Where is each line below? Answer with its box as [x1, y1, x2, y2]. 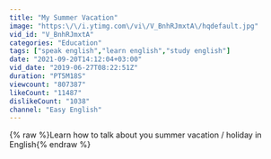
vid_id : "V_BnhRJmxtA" [9, 30, 94, 39]
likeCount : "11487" [9, 88, 83, 97]
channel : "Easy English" [9, 105, 102, 114]
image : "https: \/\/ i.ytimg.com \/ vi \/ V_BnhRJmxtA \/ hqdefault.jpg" [9, 22, 258, 31]
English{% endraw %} [9, 139, 92, 150]
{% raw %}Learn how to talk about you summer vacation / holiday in [9, 129, 262, 140]
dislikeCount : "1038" [9, 96, 91, 106]
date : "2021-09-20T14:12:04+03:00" [9, 55, 143, 64]
